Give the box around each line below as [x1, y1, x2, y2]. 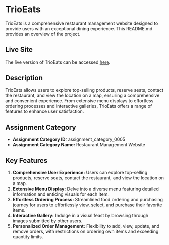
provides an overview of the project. [5, 31, 81, 37]
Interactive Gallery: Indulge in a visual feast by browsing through [12, 213, 149, 219]
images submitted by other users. [12, 218, 83, 224]
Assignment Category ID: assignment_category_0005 [12, 136, 125, 142]
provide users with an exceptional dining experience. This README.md [5, 25, 153, 31]
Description [5, 74, 43, 82]
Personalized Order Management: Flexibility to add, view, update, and [12, 223, 160, 229]
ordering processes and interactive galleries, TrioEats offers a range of [5, 103, 152, 109]
